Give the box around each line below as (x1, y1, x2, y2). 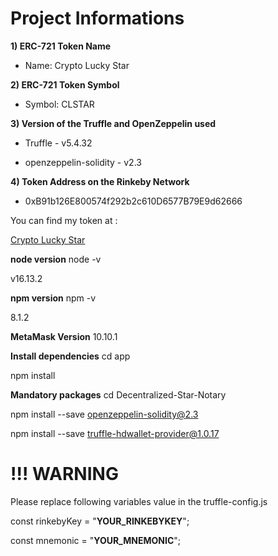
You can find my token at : (10, 214, 118, 226)
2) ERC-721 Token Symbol (10, 78, 120, 91)
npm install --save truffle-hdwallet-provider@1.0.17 (10, 427, 220, 439)
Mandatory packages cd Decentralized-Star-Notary (10, 388, 227, 401)
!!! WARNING (10, 463, 119, 486)
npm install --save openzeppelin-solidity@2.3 (10, 408, 199, 420)
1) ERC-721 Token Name (10, 40, 112, 52)
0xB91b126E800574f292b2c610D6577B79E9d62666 (24, 195, 243, 207)
